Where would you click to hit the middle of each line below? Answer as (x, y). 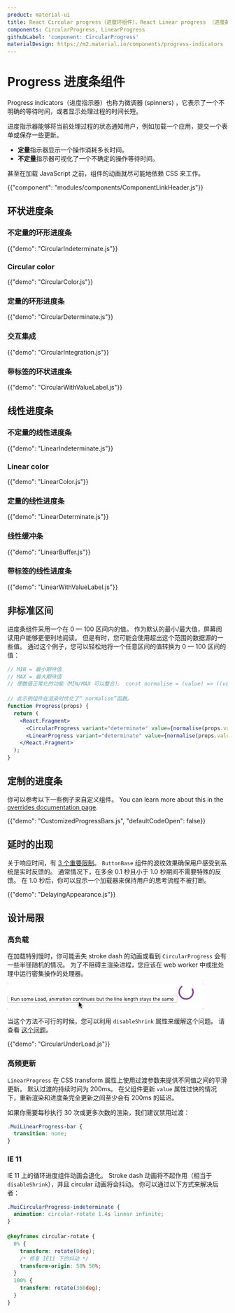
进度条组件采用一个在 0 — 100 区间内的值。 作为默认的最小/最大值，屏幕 (112, 629)
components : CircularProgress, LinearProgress (76, 29)
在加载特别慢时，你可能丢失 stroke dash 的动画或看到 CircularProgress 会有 (117, 956)
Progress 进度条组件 (66, 82)
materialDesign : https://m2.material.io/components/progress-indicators (115, 44)
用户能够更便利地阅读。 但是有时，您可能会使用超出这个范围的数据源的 (115, 637)
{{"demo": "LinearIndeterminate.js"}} (60, 448)
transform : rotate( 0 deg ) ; (58, 1251)
